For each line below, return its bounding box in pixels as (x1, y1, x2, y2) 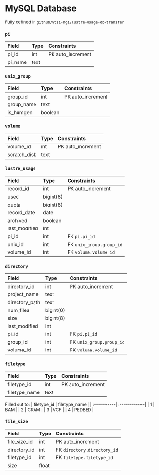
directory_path (7, 299, 41, 306)
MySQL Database (5, 3, 77, 14)
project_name (7, 291, 39, 298)
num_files (7, 307, 30, 314)
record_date (7, 209, 35, 216)
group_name (7, 101, 36, 108)
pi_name (7, 59, 27, 66)
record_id (7, 186, 29, 192)
